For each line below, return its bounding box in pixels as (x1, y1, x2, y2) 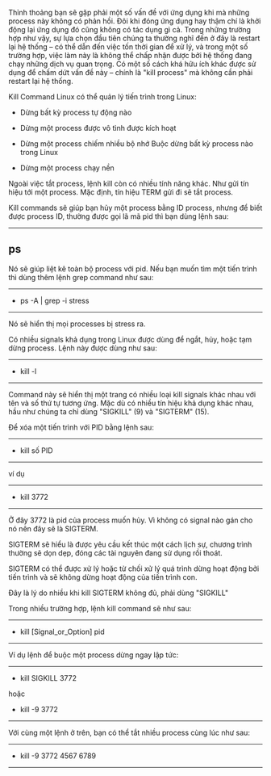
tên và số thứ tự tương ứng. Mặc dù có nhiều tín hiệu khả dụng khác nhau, (8, 398, 254, 408)
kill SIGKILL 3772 (19, 673, 77, 682)
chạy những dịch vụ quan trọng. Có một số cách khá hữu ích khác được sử (8, 59, 256, 69)
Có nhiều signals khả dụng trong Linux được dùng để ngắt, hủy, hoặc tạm (8, 334, 252, 344)
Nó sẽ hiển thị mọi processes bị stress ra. (8, 319, 146, 329)
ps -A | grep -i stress (19, 296, 90, 305)
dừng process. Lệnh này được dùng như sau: (8, 343, 157, 353)
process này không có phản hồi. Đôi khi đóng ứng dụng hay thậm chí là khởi (8, 16, 261, 26)
